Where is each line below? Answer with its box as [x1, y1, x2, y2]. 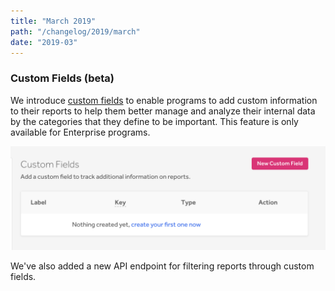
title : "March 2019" [10, 16, 97, 26]
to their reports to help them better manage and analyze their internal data [10, 105, 316, 117]
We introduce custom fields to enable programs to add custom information [10, 94, 318, 106]
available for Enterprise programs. [10, 126, 151, 138]
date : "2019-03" [10, 37, 78, 47]
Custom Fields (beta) [10, 71, 115, 85]
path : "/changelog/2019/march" [10, 26, 141, 37]
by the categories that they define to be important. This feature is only [10, 115, 299, 127]
